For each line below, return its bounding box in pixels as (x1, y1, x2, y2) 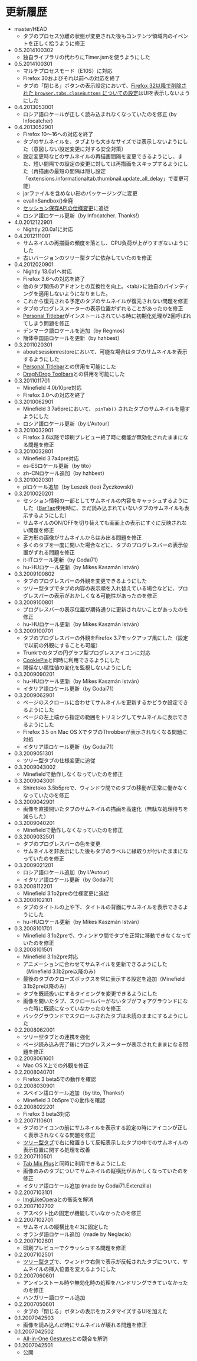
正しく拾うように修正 (33, 40, 86, 47)
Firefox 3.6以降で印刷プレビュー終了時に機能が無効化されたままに (22, 434, 183, 441)
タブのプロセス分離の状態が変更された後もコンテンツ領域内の (22, 32, 173, 39)
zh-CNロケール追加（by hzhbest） (22, 469, 107, 477)
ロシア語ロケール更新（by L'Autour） (22, 420, 113, 427)
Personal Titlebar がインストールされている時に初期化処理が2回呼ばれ (22, 312, 192, 319)
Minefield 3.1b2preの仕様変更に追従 (22, 890, 110, 897)
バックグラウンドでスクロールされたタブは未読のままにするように (22, 1012, 183, 1019)
